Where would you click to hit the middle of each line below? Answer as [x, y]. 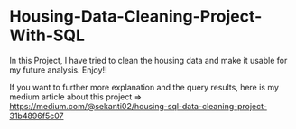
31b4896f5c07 [37, 116]
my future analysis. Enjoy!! [58, 70]
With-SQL [47, 35]
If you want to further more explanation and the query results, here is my [144, 87]
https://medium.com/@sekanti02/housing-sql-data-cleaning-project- [139, 106]
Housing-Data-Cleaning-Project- [136, 17]
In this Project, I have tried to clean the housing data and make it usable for [148, 60]
